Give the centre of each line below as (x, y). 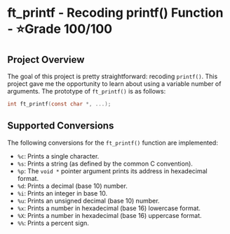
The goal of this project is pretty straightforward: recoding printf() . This (113, 76)
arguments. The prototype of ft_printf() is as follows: (87, 91)
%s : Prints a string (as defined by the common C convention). (105, 163)
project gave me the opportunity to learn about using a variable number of (114, 84)
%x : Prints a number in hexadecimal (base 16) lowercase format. (109, 208)
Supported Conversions (61, 126)
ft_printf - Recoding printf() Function (115, 13)
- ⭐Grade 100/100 (60, 29)
